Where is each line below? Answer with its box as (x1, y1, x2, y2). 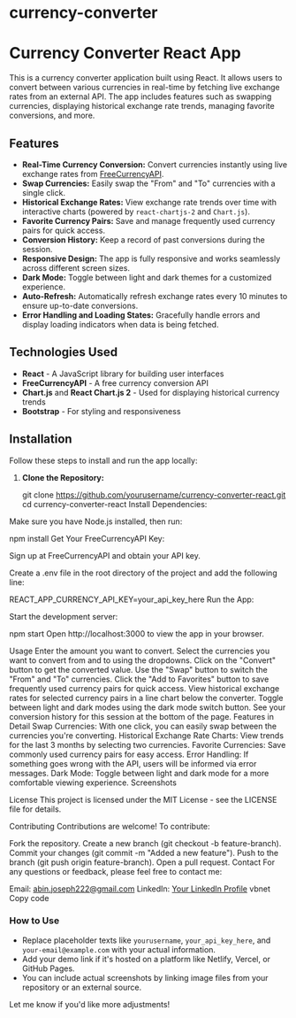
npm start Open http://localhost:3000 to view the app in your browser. (9, 628, 265, 639)
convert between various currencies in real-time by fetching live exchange (9, 82, 280, 93)
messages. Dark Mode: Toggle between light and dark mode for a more (9, 767, 269, 778)
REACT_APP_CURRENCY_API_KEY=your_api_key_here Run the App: (9, 594, 254, 605)
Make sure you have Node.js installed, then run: (9, 516, 183, 527)
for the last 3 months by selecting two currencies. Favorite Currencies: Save (9, 739, 286, 750)
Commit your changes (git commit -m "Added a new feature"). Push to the (9, 847, 279, 858)
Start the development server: (9, 611, 118, 621)
